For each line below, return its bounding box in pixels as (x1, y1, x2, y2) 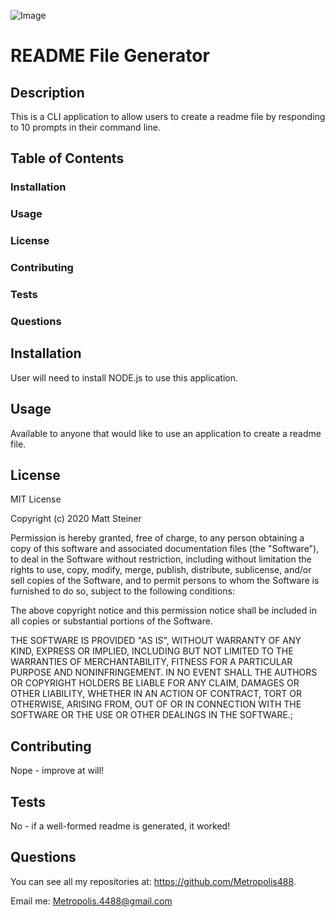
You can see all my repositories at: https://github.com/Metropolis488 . (10, 875, 297, 887)
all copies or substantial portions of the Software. (10, 615, 213, 627)
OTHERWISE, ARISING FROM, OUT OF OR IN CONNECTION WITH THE (10, 698, 302, 710)
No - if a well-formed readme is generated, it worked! (10, 820, 231, 832)
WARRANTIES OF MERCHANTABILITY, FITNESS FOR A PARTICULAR (10, 656, 293, 668)
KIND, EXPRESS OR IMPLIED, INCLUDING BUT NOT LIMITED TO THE (10, 645, 294, 657)
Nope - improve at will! (10, 765, 105, 777)
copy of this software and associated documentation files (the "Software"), (10, 543, 320, 555)
